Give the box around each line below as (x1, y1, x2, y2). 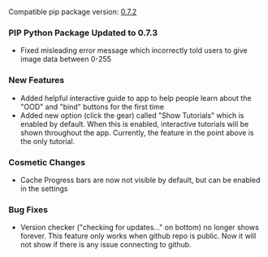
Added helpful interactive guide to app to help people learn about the (19, 93, 252, 102)
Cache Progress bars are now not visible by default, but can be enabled (19, 175, 261, 185)
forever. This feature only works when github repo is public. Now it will (19, 231, 257, 241)
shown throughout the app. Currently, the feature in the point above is (19, 128, 254, 137)
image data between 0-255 (19, 54, 112, 64)
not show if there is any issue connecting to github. (19, 240, 192, 250)
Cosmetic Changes (8, 156, 86, 168)
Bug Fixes (8, 203, 49, 215)
